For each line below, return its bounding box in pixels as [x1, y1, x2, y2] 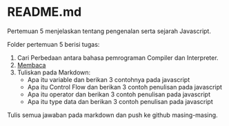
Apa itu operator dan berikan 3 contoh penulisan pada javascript [27, 90, 210, 98]
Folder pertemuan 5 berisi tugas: [7, 40, 100, 48]
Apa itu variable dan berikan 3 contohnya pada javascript [27, 75, 190, 83]
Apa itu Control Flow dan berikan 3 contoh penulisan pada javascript [27, 83, 223, 91]
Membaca [17, 61, 46, 69]
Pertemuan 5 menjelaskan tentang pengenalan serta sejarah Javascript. [7, 27, 212, 35]
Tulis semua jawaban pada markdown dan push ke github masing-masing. [7, 111, 219, 119]
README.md [7, 4, 82, 20]
